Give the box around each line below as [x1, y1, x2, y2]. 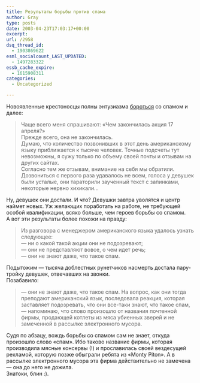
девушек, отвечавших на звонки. [25, 270, 110, 278]
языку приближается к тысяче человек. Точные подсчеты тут [20, 146, 180, 153]
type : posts [6, 20, 36, 26]
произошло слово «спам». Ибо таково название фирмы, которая [6, 338, 172, 345]
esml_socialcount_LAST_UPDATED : [6, 53, 87, 59]
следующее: [20, 233, 53, 240]
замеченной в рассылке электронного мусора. [20, 320, 143, 327]
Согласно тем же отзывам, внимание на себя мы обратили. [20, 165, 175, 173]
